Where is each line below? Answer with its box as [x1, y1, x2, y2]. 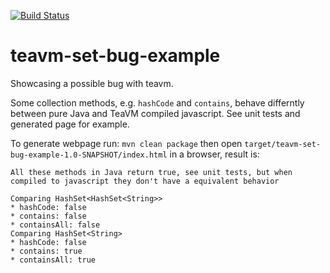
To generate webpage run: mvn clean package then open [10, 137, 243, 149]
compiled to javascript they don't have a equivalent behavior [10, 176, 280, 186]
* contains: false [10, 211, 87, 221]
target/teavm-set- [244, 139, 322, 149]
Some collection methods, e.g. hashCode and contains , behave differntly [10, 96, 305, 109]
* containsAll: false [10, 220, 101, 230]
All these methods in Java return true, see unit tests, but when [10, 167, 293, 177]
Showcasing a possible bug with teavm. [10, 77, 174, 89]
